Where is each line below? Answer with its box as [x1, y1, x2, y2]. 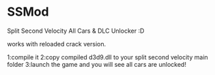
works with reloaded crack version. [7, 40, 106, 48]
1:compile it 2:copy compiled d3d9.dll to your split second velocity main [7, 52, 208, 61]
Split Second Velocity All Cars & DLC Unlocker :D [7, 27, 145, 35]
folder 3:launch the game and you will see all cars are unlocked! [7, 60, 186, 68]
